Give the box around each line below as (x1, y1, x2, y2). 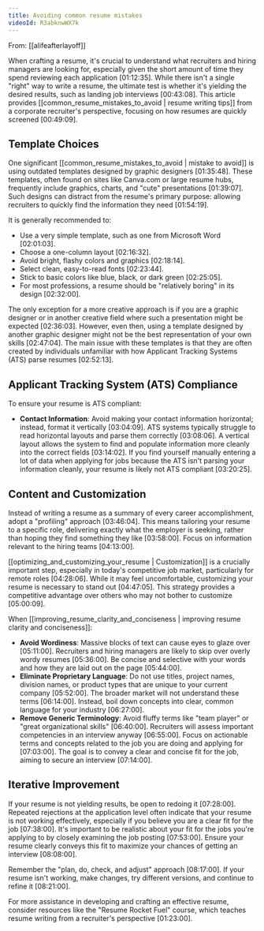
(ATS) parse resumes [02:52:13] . (8, 355, 114, 365)
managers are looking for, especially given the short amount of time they (8, 64, 244, 73)
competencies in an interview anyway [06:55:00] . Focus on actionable (19, 730, 248, 739)
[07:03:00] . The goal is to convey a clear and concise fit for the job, (19, 746, 239, 756)
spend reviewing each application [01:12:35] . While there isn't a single (8, 73, 235, 82)
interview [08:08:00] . (8, 849, 77, 858)
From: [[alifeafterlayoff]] (8, 40, 87, 50)
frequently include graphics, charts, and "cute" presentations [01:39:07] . (8, 183, 244, 193)
